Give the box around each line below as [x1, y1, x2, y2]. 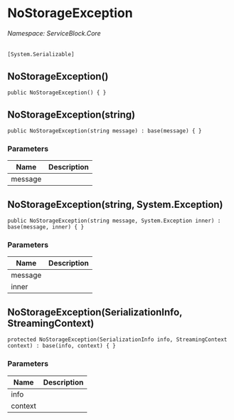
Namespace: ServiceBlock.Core [7, 28, 101, 37]
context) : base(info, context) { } [7, 342, 116, 350]
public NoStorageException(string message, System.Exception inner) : [7, 217, 221, 225]
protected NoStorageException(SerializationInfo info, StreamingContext [7, 336, 228, 343]
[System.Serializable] [7, 51, 75, 58]
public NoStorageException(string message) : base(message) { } [7, 127, 202, 135]
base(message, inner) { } [7, 224, 84, 231]
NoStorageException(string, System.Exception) [7, 198, 223, 211]
